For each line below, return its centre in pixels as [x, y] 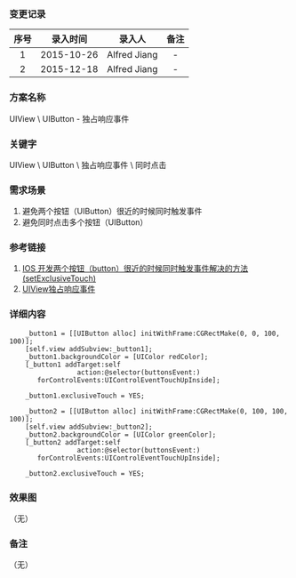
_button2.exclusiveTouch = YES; [85, 473]
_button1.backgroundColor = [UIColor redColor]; [117, 357]
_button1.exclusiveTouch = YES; [85, 396]
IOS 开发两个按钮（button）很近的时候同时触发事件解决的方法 [135, 269]
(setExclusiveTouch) [59, 278]
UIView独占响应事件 [59, 289]
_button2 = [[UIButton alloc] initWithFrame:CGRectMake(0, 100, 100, [157, 411]
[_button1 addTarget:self [73, 365]
